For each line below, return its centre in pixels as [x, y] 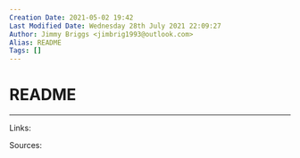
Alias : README [36, 42]
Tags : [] [25, 51]
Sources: [26, 146]
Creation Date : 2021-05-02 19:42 [71, 17]
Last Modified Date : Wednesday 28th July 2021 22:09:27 [115, 26]
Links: [20, 128]
